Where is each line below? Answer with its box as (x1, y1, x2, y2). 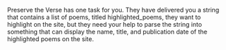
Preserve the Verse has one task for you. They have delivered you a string (7, 6, 220, 14)
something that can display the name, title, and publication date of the (7, 27, 207, 36)
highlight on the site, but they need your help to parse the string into (7, 21, 202, 28)
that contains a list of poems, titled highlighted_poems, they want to (7, 13, 202, 21)
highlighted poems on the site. (7, 35, 94, 43)
